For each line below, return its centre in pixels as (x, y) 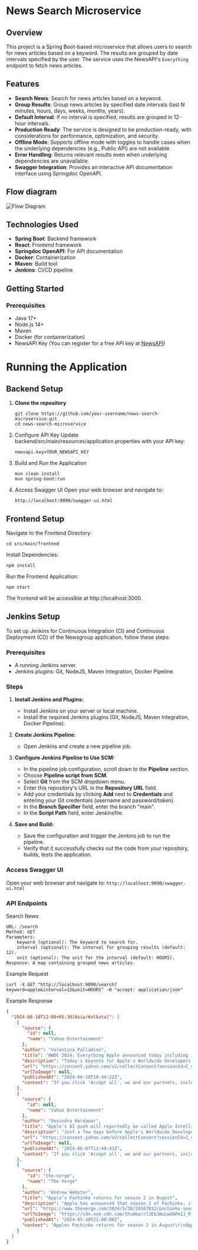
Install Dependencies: (32, 555)
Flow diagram (32, 192)
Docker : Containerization (45, 258)
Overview (24, 33)
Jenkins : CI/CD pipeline (44, 270)
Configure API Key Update (47, 435)
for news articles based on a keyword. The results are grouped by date (92, 53)
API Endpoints (27, 903)
